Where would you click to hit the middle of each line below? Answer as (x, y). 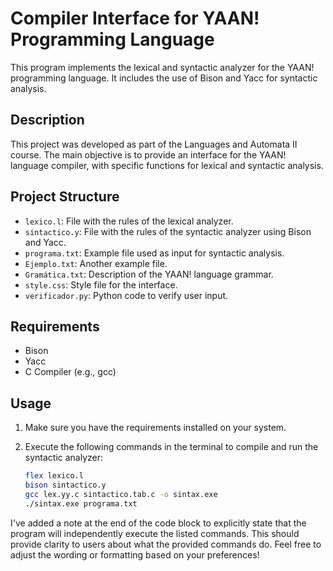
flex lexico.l (54, 476)
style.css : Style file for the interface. (101, 284)
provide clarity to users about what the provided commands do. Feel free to (166, 544)
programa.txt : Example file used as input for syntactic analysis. (154, 253)
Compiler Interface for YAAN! (135, 18)
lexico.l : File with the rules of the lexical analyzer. (129, 221)
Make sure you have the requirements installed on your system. (155, 428)
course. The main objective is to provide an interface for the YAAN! (148, 154)
